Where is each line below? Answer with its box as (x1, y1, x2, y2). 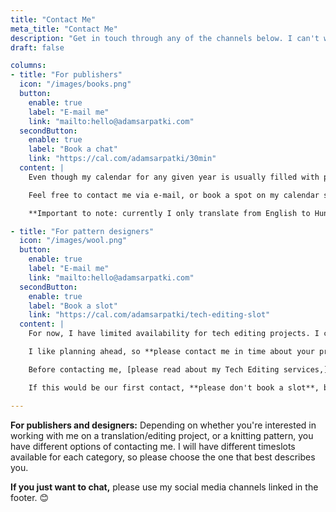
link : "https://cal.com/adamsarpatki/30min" (28, 154, 217, 164)
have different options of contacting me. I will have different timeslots (10, 440, 296, 452)
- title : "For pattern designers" (10, 226, 155, 236)
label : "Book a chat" (28, 144, 118, 155)
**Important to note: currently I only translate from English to (28, 208, 311, 218)
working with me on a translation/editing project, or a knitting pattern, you (10, 429, 314, 441)
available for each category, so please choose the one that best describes (10, 451, 316, 463)
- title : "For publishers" (10, 70, 123, 80)
